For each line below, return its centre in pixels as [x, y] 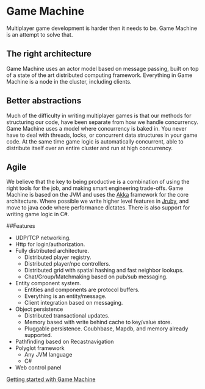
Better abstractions [44, 101]
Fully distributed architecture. [52, 251]
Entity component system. [48, 283]
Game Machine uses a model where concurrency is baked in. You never [97, 128]
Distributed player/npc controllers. [67, 264]
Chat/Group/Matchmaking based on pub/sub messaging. [96, 277]
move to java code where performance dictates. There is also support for [98, 208]
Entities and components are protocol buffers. [82, 290]
